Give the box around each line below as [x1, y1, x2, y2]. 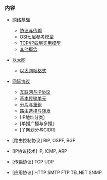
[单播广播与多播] [19, 121, 54, 127]
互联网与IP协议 [19, 89, 51, 95]
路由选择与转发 [19, 108, 51, 114]
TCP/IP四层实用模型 [19, 40, 61, 46]
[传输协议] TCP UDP [12, 159, 54, 165]
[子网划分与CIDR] [19, 127, 56, 133]
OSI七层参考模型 [19, 34, 54, 40]
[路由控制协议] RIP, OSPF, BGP [12, 137, 76, 144]
